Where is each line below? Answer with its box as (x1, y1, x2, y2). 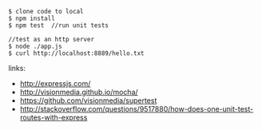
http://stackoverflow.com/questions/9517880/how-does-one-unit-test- (19, 104, 254, 113)
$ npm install (8, 14, 56, 22)
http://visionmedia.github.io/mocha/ (19, 88, 138, 97)
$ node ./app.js (8, 42, 62, 50)
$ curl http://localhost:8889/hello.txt (8, 49, 145, 57)
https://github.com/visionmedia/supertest (19, 96, 157, 105)
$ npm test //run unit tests (8, 22, 109, 30)
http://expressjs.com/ (19, 79, 91, 88)
